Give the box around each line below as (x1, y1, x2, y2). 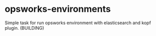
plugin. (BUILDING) (5, 25, 44, 31)
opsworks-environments (5, 3, 111, 15)
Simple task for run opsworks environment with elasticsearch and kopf (5, 20, 151, 26)
